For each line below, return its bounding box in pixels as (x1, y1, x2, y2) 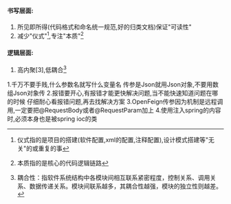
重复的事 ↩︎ (38, 144, 70, 152)
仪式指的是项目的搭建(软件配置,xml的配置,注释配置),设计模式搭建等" (16, 135, 208, 144)
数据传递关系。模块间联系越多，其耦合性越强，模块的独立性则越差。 (29, 182, 222, 190)
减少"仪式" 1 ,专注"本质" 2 (16, 31, 84, 40)
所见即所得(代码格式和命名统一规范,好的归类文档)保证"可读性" (16, 23, 192, 31)
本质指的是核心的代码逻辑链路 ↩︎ (16, 159, 109, 167)
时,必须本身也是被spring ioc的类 (7, 114, 98, 123)
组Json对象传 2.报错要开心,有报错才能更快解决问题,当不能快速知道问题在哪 (7, 89, 219, 97)
